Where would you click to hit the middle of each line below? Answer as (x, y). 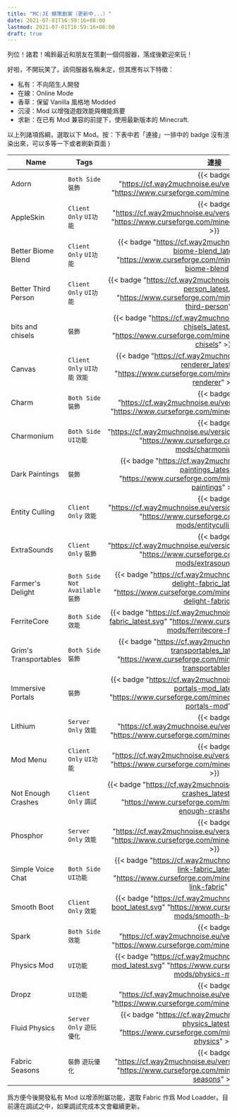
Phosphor (27, 835)
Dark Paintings (35, 474)
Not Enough (31, 793)
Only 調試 (82, 802)
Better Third (31, 289)
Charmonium (32, 436)
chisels (23, 336)
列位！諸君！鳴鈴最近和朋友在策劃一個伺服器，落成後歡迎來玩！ (100, 54)
